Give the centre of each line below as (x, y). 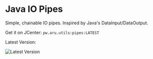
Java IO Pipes (34, 9)
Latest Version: (21, 42)
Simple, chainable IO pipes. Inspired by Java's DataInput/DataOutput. (77, 23)
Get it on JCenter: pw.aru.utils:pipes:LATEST (52, 32)
